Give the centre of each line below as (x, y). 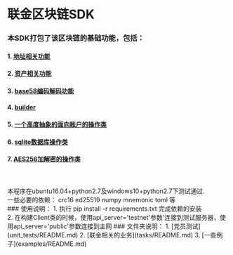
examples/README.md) (52, 244)
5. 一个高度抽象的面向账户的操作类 (57, 124)
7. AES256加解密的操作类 (44, 159)
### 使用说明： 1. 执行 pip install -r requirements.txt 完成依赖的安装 (105, 209)
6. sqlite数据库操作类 (38, 142)
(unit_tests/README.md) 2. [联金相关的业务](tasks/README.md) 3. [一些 (112, 235)
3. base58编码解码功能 (41, 91)
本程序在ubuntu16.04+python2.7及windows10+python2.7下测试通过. (106, 191)
